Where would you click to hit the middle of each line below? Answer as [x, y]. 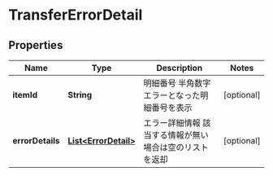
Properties [36, 45]
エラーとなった [172, 95]
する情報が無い [180, 135]
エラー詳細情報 [172, 123]
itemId [25, 95]
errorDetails [36, 141]
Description [180, 68]
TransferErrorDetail [76, 15]
